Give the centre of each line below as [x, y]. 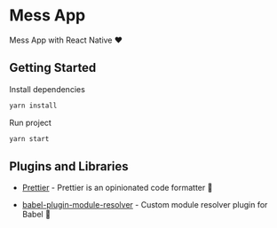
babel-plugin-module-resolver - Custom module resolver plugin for [145, 205]
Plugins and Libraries [69, 166]
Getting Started [53, 68]
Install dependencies [47, 89]
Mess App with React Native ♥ [66, 40]
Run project [30, 122]
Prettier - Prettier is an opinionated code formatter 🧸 [117, 188]
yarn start [29, 138]
